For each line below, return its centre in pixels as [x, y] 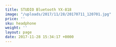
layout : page [19, 32]
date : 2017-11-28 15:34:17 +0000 [39, 37]
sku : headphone [21, 23]
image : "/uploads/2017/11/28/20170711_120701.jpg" [58, 14]
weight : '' [16, 28]
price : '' [15, 19]
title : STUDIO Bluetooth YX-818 [38, 10]
